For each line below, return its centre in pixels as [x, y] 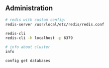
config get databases [28, 61]
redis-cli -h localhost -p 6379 [39, 38]
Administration [29, 8]
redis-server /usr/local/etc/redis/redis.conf [55, 24]
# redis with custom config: [36, 19]
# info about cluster [28, 47]
